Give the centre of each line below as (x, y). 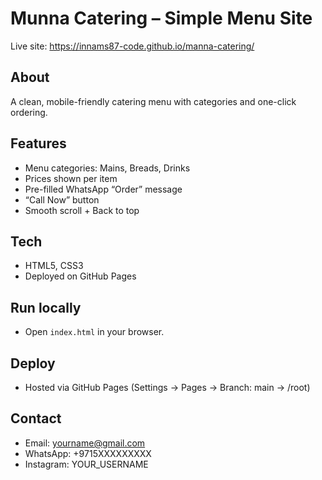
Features (38, 143)
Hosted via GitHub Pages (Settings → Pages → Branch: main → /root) (167, 387)
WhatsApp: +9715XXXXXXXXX (88, 453)
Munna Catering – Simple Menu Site (161, 18)
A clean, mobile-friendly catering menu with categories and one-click (153, 101)
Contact (36, 418)
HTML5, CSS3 (54, 266)
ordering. (29, 112)
